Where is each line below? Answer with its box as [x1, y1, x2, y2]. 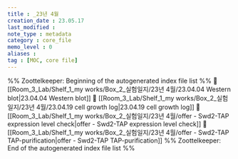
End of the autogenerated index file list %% [7, 143, 135, 152]
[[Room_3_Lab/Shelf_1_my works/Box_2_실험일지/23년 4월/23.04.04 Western [7, 85, 232, 93]
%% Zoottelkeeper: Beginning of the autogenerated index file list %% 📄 [7, 76, 218, 85]
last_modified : [7, 24, 56, 31]
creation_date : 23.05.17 [7, 17, 84, 24]
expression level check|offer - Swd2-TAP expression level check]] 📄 [7, 119, 207, 128]
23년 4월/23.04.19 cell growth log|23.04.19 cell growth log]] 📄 [21, 103, 201, 111]
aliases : [7, 51, 37, 58]
